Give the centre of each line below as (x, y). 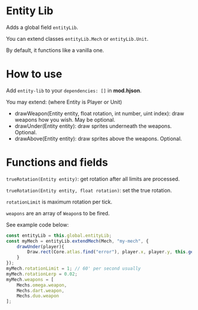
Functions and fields (57, 162)
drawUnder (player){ (41, 247)
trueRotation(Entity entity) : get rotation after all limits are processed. (93, 179)
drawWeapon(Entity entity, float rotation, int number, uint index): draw (99, 113)
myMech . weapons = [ (30, 279)
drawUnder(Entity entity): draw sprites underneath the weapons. (93, 126)
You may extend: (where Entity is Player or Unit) (64, 102)
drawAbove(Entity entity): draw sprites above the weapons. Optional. (98, 138)
